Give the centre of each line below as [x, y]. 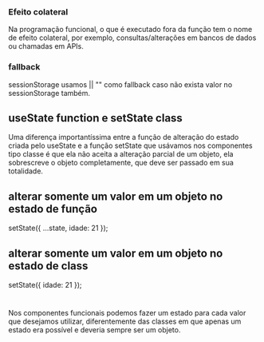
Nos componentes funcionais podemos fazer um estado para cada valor [127, 313]
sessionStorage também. [49, 93]
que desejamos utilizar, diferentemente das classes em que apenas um [125, 321]
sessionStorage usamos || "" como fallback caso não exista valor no [120, 84]
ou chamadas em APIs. [46, 46]
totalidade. [26, 171]
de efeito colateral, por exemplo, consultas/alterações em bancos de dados [132, 38]
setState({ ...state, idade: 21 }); [58, 228]
